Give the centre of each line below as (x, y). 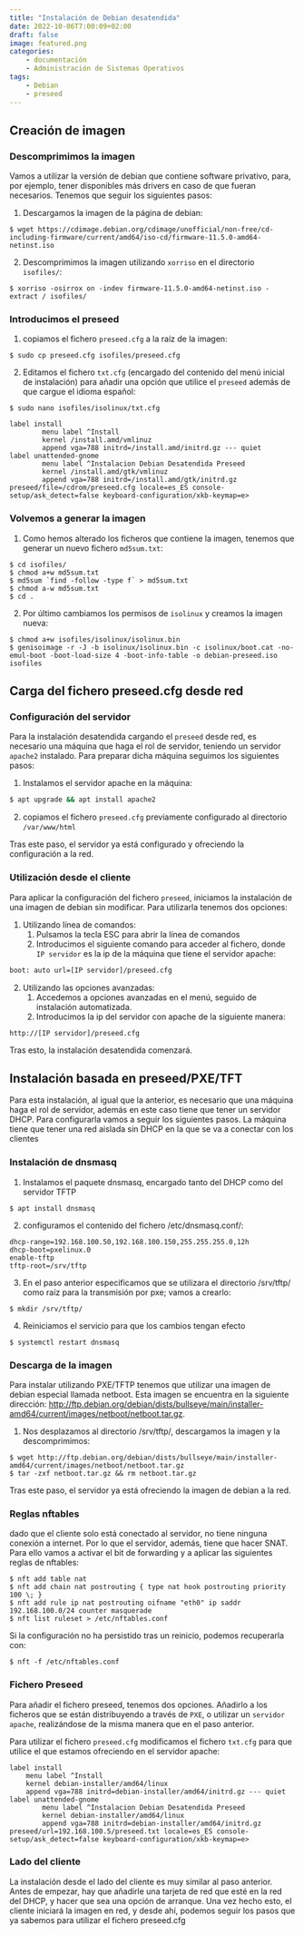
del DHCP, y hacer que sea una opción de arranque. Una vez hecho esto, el (151, 1901)
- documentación (57, 60)
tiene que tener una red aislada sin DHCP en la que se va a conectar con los (152, 1129)
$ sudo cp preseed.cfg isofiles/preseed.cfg (95, 356)
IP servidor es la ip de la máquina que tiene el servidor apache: (156, 953)
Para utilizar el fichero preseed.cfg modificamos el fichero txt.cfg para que (151, 1741)
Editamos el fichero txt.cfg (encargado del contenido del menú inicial (153, 372)
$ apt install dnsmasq (52, 1208)
